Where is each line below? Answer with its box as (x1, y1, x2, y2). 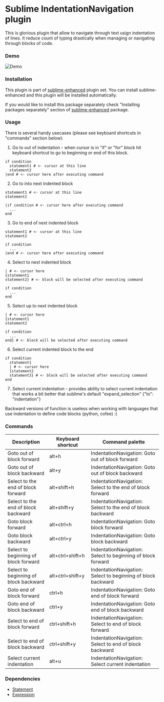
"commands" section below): (5, 135, 63, 141)
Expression (12, 692, 35, 698)
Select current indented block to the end (12, 346, 94, 352)
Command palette (102, 439, 145, 445)
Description (12, 439, 40, 445)
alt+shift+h (49, 484, 74, 491)
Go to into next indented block (12, 181, 73, 186)
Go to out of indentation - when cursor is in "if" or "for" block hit (12, 144, 142, 150)
